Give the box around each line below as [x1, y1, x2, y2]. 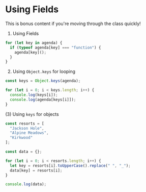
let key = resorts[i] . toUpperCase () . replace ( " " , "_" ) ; [10, 163, 131, 168]
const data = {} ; [5, 149, 42, 154]
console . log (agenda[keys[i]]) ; [10, 97, 76, 102]
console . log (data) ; [5, 182, 47, 187]
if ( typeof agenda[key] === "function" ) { [10, 45, 101, 50]
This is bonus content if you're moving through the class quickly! [5, 20, 141, 27]
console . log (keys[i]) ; [10, 92, 58, 98]
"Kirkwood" [10, 135, 33, 140]
